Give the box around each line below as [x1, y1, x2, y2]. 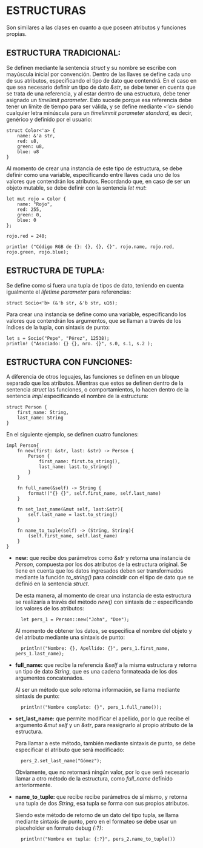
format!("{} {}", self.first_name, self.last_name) [28, 491, 162, 497]
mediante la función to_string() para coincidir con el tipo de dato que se [15, 574, 194, 581]
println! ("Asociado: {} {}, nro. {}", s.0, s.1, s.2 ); [6, 340, 153, 346]
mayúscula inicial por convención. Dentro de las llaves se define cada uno [6, 71, 191, 78]
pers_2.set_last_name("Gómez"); [21, 758, 102, 764]
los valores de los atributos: [15, 605, 85, 612]
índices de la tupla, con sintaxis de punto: [6, 323, 110, 331]
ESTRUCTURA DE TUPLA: [6, 266, 105, 276]
